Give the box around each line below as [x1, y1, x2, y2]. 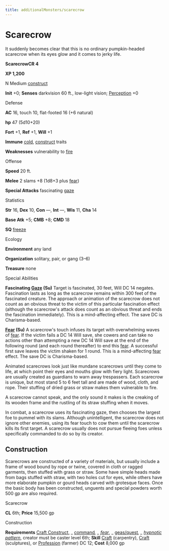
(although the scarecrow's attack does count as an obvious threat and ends [5, 306, 162, 312]
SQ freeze [5, 226, 27, 232]
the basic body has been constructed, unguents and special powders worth [5, 485, 162, 491]
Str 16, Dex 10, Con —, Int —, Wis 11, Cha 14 [5, 207, 97, 213]
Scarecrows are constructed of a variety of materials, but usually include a [5, 458, 160, 465]
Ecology [5, 236, 23, 242]
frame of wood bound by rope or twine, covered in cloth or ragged [5, 464, 143, 470]
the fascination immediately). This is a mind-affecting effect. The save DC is [5, 311, 162, 317]
